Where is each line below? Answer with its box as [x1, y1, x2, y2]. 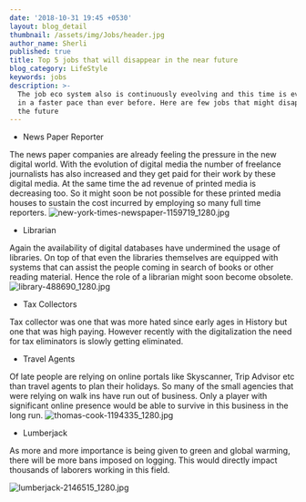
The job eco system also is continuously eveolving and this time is [17, 89, 287, 98]
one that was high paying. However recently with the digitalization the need [9, 326, 292, 337]
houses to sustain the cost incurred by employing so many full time [9, 198, 261, 209]
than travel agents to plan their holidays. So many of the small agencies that [9, 381, 294, 392]
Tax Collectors [22, 299, 77, 310]
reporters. [9, 207, 47, 219]
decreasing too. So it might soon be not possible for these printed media [9, 188, 281, 199]
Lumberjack [22, 427, 68, 438]
